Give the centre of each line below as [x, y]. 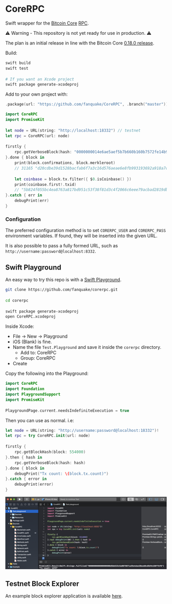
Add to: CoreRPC [38, 353]
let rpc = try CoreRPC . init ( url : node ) [48, 436]
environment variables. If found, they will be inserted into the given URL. [81, 236]
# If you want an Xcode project [40, 79]
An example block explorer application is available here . [64, 596]
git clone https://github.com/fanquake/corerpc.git [61, 290]
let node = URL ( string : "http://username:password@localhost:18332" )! [82, 430]
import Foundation [25, 389]
